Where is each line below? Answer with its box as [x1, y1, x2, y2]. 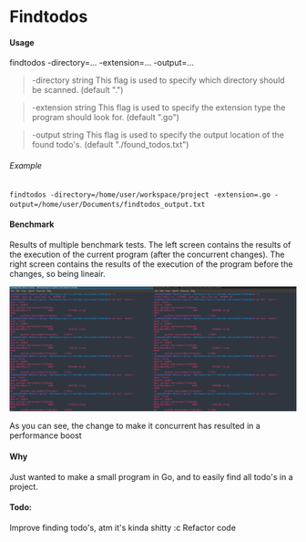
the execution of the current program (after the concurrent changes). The [9, 249, 285, 260]
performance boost [9, 430, 82, 441]
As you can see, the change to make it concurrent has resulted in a [9, 421, 261, 432]
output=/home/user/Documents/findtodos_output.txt [9, 199, 206, 209]
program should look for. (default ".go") [31, 112, 180, 123]
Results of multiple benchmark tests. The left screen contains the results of [9, 239, 291, 250]
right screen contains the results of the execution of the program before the [9, 258, 293, 270]
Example [9, 159, 43, 170]
